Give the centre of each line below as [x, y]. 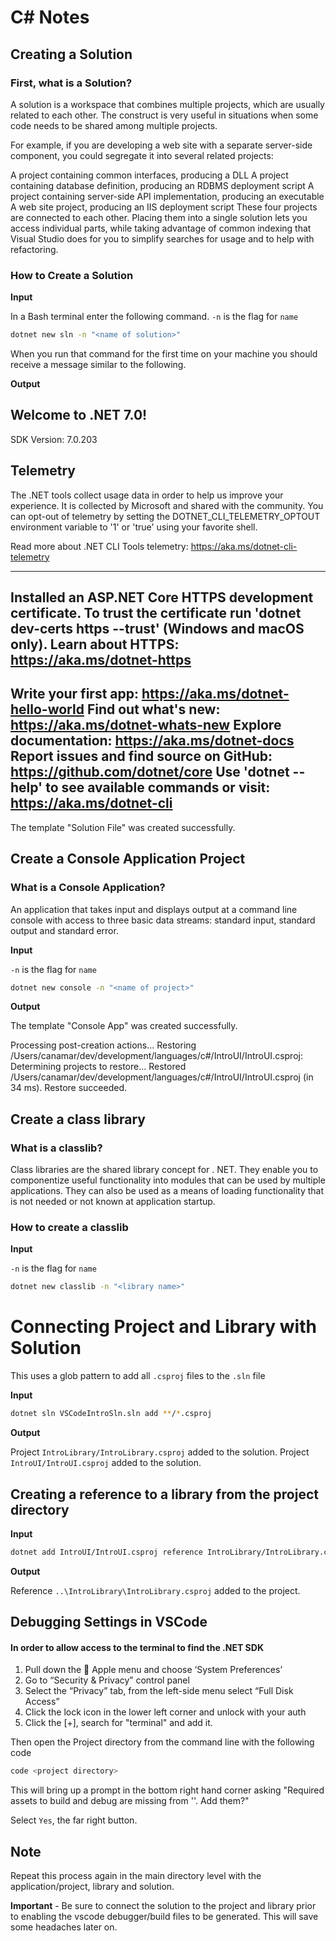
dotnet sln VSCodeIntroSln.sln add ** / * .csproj [111, 1414]
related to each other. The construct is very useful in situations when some [164, 115]
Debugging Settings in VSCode [109, 1622]
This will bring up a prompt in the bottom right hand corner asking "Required [167, 1790]
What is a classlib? [56, 1148]
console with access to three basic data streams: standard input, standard [163, 920]
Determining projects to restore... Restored [98, 1067]
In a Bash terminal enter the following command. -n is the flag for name [154, 317]
